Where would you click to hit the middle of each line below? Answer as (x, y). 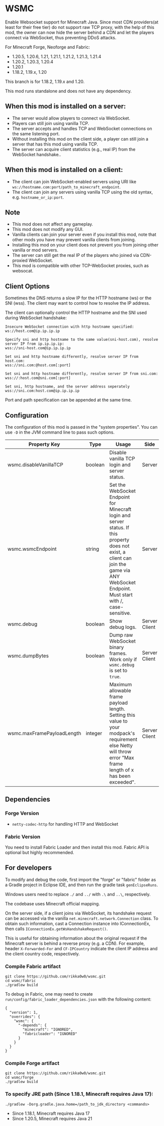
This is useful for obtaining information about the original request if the (76, 938)
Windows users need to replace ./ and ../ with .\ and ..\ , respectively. (78, 894)
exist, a (117, 552)
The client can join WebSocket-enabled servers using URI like (74, 182)
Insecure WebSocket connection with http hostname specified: (70, 327)
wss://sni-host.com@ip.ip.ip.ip (38, 348)
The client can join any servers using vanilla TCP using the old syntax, (82, 192)
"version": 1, (24, 1013)
